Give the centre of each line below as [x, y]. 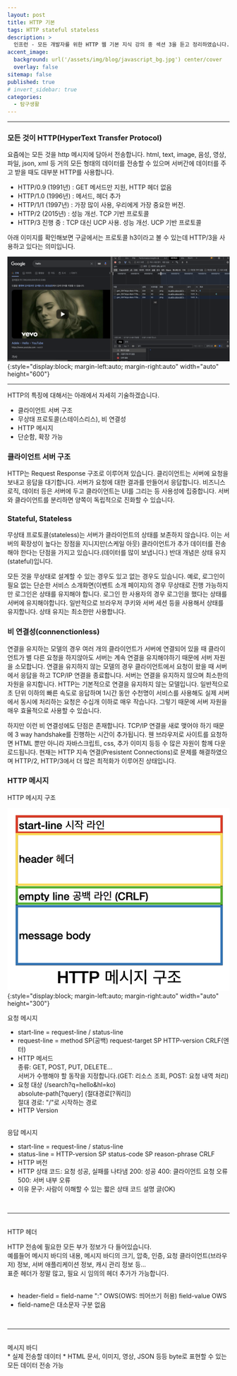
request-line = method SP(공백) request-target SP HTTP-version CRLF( [120, 1040]
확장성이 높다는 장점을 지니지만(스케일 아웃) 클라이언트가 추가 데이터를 [117, 543]
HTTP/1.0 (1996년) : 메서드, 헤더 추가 [69, 196]
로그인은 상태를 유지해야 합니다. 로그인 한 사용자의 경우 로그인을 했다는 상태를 [121, 594]
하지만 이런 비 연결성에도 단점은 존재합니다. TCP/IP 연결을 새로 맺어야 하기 [109, 725]
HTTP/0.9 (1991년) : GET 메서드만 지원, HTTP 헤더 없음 [95, 187]
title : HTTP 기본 [31, 22]
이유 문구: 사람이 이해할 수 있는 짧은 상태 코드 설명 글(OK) [96, 1189]
